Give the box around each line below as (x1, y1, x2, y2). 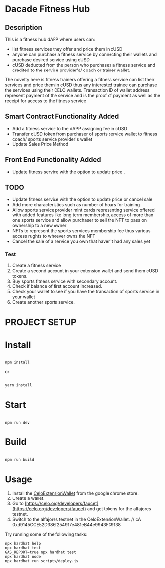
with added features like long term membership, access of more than (12, 212, 154, 218)
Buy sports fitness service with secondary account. (12, 278, 118, 284)
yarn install (5, 382, 32, 388)
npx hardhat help (5, 541, 41, 546)
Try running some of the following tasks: (5, 531, 88, 537)
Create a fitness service (12, 262, 61, 268)
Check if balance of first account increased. (12, 283, 103, 289)
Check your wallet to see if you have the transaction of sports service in (12, 288, 160, 294)
